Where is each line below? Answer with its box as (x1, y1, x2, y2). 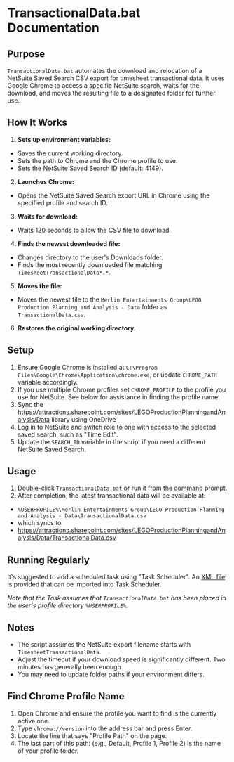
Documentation (7, 20, 100, 36)
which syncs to (17, 519, 62, 527)
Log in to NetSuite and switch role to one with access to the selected (17, 422, 216, 431)
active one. (17, 716, 50, 725)
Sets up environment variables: (17, 135, 111, 143)
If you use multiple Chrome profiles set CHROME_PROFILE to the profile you (17, 385, 226, 394)
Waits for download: (17, 212, 78, 221)
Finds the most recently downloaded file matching (17, 260, 163, 269)
